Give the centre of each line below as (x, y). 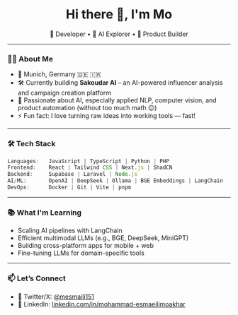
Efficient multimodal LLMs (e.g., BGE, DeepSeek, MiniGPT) (103, 238)
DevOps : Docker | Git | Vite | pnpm (69, 188)
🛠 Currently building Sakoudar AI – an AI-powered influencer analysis (120, 83)
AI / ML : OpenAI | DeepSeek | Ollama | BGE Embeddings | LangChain (115, 181)
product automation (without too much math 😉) (87, 108)
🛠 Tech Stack (32, 144)
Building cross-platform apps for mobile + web (86, 246)
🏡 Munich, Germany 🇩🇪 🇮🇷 (59, 74)
